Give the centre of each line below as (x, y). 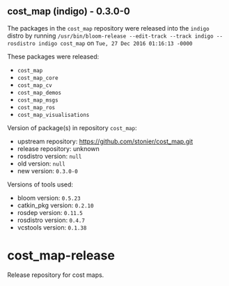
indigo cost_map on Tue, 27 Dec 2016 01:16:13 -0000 (115, 43)
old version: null (41, 164)
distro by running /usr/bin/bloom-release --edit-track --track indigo (110, 35)
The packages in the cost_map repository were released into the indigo (109, 28)
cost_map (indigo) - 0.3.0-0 (69, 11)
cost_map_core (38, 78)
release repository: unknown (58, 148)
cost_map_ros (36, 107)
